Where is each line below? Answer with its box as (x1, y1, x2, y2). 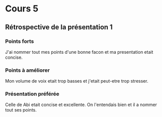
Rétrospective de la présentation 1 (5, 23, 113, 31)
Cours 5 (5, 3, 39, 14)
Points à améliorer (5, 67, 50, 74)
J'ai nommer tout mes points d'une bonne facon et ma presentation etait (5, 49, 154, 55)
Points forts (5, 38, 34, 45)
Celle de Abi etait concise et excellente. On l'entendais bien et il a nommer (5, 102, 158, 108)
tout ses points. (5, 107, 37, 113)
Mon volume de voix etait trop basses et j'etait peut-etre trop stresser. (5, 78, 149, 84)
